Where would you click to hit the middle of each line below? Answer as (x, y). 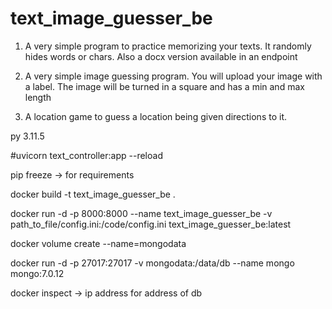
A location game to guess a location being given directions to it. (155, 116)
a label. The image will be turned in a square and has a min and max (164, 86)
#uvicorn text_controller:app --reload (86, 155)
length (38, 97)
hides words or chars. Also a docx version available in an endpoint (161, 56)
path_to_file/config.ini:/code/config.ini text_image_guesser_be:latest (151, 224)
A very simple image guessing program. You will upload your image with (173, 76)
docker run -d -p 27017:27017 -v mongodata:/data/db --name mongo (152, 263)
